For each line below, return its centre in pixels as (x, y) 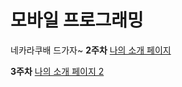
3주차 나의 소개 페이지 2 (57, 71)
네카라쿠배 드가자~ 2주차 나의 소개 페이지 (91, 50)
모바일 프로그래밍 (77, 20)
